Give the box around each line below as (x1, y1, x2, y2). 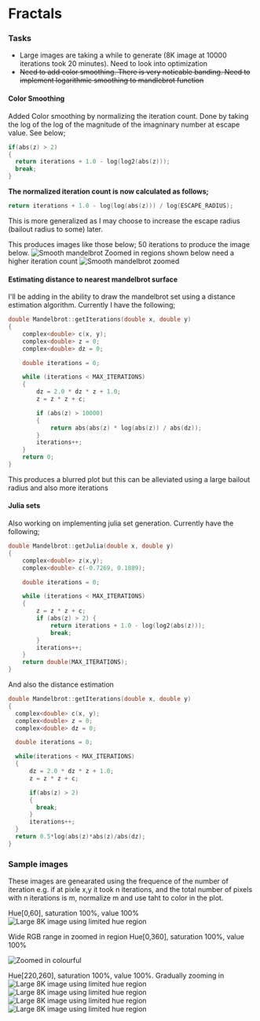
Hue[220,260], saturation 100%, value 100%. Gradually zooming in (8, 971, 225, 980)
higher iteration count (8, 256, 79, 266)
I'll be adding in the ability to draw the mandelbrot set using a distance (8, 292, 236, 301)
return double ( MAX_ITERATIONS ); (22, 658, 128, 666)
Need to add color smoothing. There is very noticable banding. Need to (19, 68, 251, 77)
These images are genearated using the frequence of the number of (8, 876, 229, 886)
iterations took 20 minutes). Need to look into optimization (19, 59, 208, 68)
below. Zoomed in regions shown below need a (8, 248, 234, 257)
